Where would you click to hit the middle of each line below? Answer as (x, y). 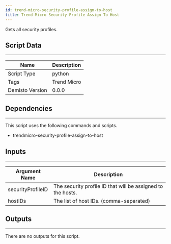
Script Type (22, 74)
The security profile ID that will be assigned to (108, 186)
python (61, 74)
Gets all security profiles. (31, 29)
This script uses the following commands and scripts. (61, 126)
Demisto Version (27, 90)
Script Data (23, 45)
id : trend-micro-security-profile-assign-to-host (59, 10)
